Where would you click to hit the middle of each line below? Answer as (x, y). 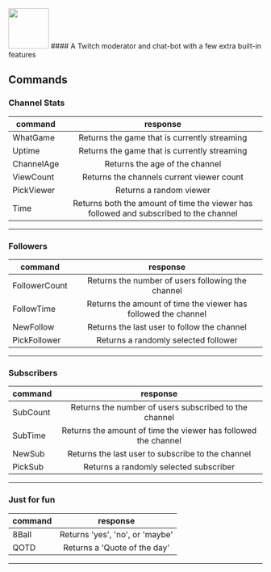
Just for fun (32, 500)
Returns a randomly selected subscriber (159, 467)
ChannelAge (36, 163)
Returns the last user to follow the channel (167, 326)
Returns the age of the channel (163, 163)
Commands (38, 80)
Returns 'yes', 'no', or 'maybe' (116, 534)
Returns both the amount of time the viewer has (163, 203)
